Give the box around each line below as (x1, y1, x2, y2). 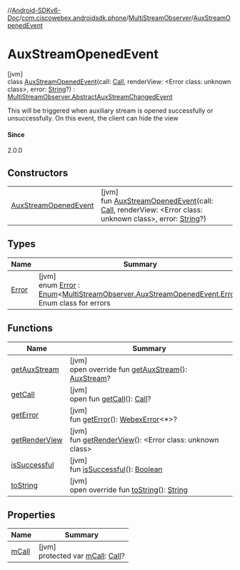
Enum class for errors (38, 297, 111, 307)
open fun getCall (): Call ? (69, 394, 151, 404)
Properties (7, 509, 56, 521)
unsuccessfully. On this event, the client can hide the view (7, 113, 179, 122)
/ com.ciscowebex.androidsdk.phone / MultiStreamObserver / (19, 14, 194, 22)
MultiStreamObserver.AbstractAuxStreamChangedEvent (7, 92, 173, 101)
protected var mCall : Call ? (38, 551, 125, 561)
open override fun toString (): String (69, 484, 188, 494)
